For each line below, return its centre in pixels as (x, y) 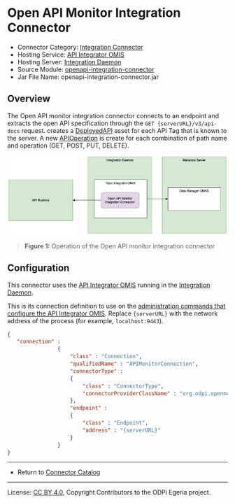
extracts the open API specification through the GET (81, 123)
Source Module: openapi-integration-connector (86, 69)
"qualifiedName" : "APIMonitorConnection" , (134, 364)
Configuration (38, 268)
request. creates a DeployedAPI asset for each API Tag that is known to (124, 130)
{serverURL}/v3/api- (187, 124)
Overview (29, 99)
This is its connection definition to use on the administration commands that (116, 306)
